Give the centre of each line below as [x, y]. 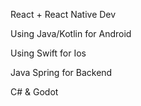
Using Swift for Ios [48, 53]
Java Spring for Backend [61, 72]
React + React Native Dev [63, 14]
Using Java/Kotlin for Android [71, 33]
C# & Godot [34, 92]
